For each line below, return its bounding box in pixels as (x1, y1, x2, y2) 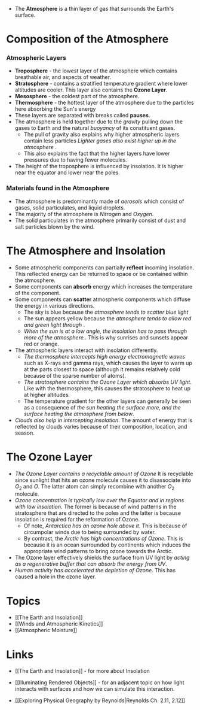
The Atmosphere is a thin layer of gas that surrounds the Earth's (14, 5, 174, 12)
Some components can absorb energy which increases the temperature (14, 283, 193, 290)
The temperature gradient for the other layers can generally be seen (23, 398, 192, 405)
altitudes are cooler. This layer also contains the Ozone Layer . (14, 86, 168, 93)
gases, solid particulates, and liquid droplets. (14, 204, 125, 211)
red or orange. (23, 340, 60, 347)
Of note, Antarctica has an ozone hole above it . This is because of (23, 522, 187, 529)
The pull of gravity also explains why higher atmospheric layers (23, 131, 180, 138)
